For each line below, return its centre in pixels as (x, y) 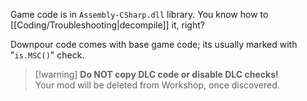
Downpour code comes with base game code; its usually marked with (154, 44)
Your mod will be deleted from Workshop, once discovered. (157, 85)
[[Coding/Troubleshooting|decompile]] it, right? (107, 25)
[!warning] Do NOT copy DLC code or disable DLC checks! (156, 74)
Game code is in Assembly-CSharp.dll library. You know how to (139, 14)
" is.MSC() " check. (47, 55)
